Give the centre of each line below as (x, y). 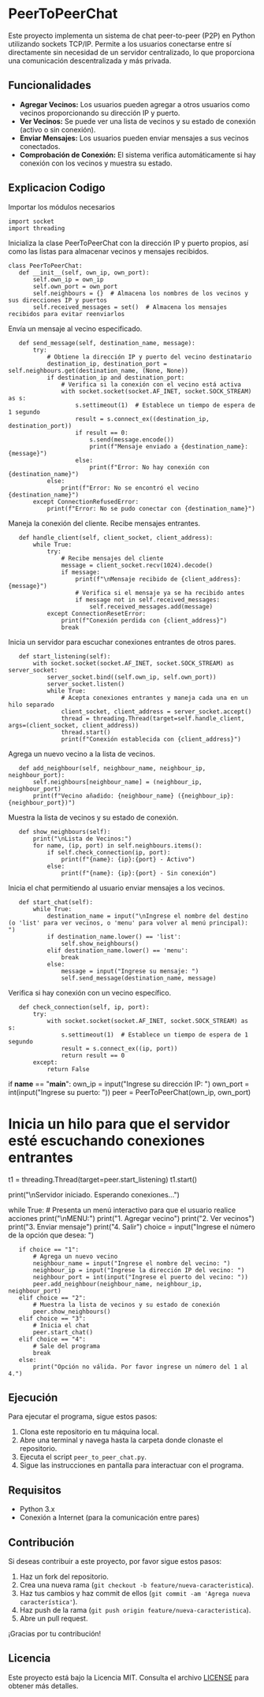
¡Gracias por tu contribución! (55, 1633)
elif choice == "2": (52, 1297)
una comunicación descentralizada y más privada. (90, 61)
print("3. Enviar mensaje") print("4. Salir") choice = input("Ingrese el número (132, 1226)
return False (68, 1069)
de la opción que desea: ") (51, 1235)
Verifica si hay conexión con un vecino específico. (90, 992)
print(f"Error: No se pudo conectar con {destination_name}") (151, 508)
